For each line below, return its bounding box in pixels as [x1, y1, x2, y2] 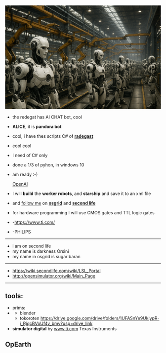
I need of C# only [12, 152, 48, 158]
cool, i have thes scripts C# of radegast [12, 133, 94, 139]
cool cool [12, 143, 32, 149]
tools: [5, 292, 23, 300]
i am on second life [12, 243, 51, 249]
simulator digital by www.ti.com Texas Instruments [12, 326, 117, 332]
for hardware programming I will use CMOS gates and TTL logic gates [12, 209, 155, 215]
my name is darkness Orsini [12, 248, 69, 254]
